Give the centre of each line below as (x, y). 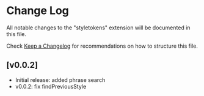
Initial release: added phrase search (60, 79)
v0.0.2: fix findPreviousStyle (51, 86)
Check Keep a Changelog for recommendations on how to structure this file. (102, 46)
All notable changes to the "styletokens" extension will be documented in (98, 28)
